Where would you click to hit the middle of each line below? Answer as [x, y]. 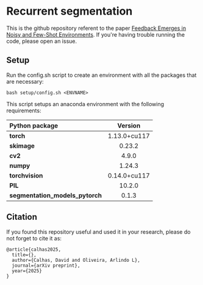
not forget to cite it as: [34, 238]
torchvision [26, 175]
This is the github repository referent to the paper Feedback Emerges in [96, 28]
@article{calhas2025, [34, 249]
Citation [22, 217]
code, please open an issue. [42, 41]
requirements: [24, 110]
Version [129, 125]
